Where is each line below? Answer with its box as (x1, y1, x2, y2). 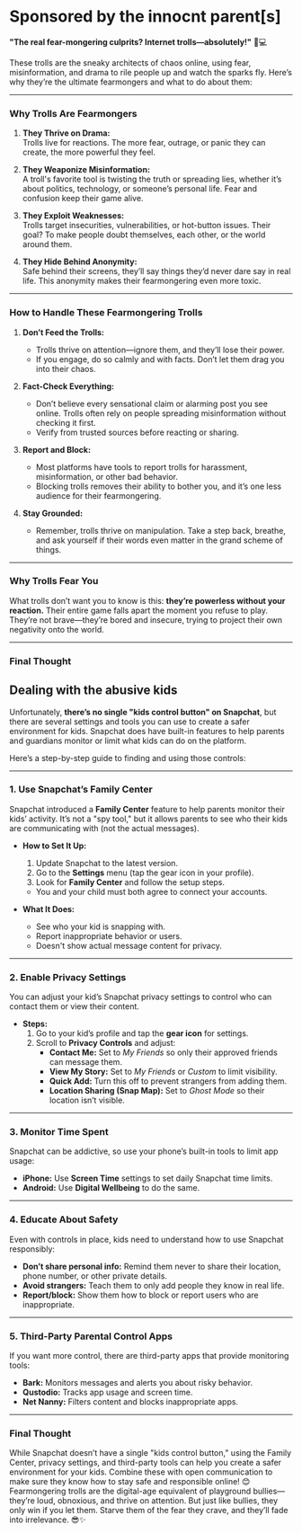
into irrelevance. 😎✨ (9, 1514, 86, 1525)
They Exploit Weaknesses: (22, 210, 124, 221)
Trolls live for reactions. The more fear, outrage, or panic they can (22, 137, 266, 148)
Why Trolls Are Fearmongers (9, 107, 138, 120)
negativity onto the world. (9, 624, 105, 634)
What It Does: (22, 903, 75, 914)
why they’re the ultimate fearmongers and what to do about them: (9, 76, 253, 87)
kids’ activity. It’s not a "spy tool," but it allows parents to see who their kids (9, 813, 289, 824)
